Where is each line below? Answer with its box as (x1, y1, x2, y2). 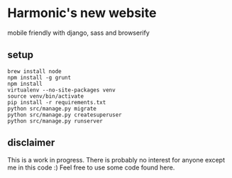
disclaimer (7, 137, 55, 149)
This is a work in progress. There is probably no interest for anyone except (7, 155, 226, 164)
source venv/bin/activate (7, 92, 84, 100)
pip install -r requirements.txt (7, 99, 106, 106)
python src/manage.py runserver (7, 117, 103, 125)
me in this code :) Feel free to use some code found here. (7, 163, 175, 172)
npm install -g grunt (7, 74, 72, 81)
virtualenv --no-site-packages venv (7, 87, 116, 94)
